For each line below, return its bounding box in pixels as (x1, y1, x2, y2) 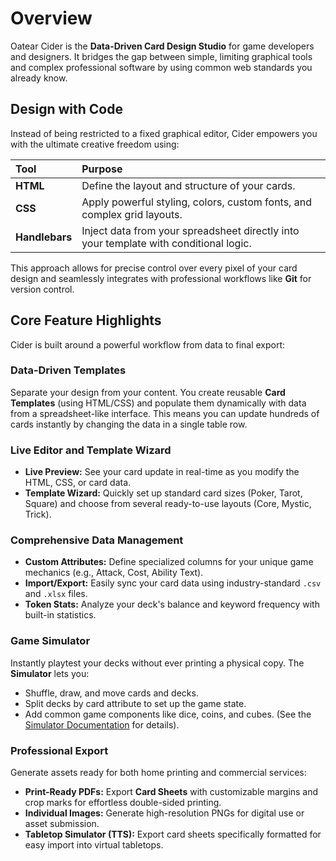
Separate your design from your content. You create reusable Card (10, 386, 286, 398)
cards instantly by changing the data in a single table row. (10, 418, 248, 430)
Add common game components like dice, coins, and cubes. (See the (24, 708, 312, 720)
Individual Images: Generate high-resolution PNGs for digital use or (24, 807, 305, 819)
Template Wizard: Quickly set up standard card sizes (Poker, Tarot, (24, 487, 303, 499)
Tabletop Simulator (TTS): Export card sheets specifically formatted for (24, 828, 322, 841)
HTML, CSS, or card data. (24, 477, 132, 489)
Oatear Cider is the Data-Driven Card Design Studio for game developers (10, 40, 315, 52)
